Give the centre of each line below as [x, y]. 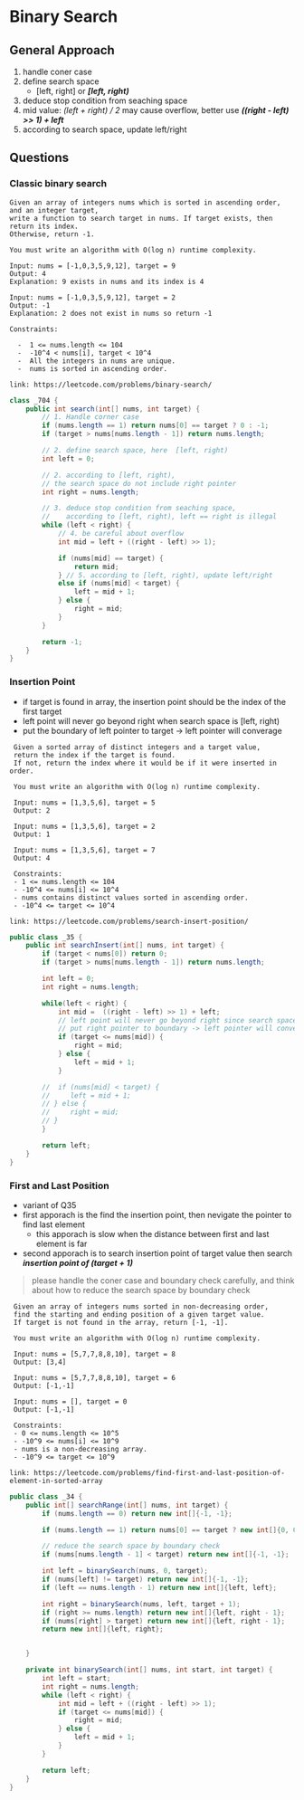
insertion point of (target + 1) [78, 1262]
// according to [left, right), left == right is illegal [160, 517]
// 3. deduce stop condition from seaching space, [139, 509]
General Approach [62, 50]
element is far [62, 1243]
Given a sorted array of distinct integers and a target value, [137, 747]
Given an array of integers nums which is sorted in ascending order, [145, 202]
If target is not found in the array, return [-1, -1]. [121, 1322]
